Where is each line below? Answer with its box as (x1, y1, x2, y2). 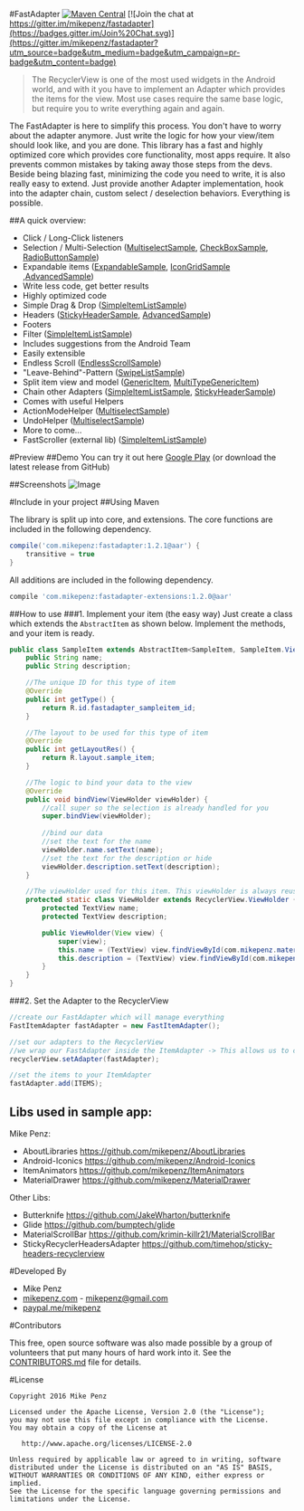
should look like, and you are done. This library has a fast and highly (9, 140, 263, 150)
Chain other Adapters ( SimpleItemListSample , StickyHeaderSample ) (22, 386, 276, 397)
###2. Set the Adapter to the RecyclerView (9, 995, 169, 1006)
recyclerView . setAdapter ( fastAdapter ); (9, 1054, 160, 1063)
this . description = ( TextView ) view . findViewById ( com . (57, 954, 270, 963)
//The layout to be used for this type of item (25, 728, 208, 737)
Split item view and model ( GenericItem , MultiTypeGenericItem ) (22, 376, 260, 387)
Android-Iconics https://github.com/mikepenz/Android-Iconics (22, 1155, 256, 1166)
